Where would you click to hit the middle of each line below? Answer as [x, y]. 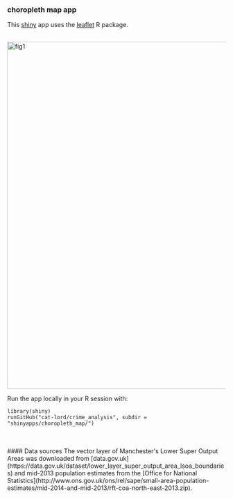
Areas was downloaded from [49, 459]
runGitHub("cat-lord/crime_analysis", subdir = [77, 418]
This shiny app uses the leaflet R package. [68, 25]
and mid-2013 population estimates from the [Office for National [106, 473]
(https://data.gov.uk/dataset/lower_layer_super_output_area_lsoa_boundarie [116, 466]
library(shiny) [29, 412]
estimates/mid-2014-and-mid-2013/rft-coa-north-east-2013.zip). [100, 488]
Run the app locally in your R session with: [68, 399]
